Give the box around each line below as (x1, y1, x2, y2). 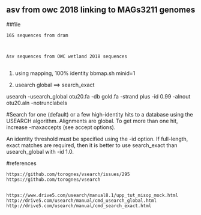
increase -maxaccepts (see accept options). (6, 124, 116, 131)
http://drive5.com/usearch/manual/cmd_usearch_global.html (6, 198, 157, 204)
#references (6, 160, 37, 167)
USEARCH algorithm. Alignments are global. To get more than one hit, (6, 117, 178, 125)
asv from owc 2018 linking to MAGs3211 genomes (6, 5, 196, 15)
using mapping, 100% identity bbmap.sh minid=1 (14, 70, 136, 77)
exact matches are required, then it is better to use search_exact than (6, 142, 178, 149)
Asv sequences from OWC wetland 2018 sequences (6, 53, 128, 59)
